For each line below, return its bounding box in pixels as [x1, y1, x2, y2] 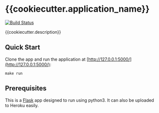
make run [5, 71, 23, 76]
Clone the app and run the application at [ [5, 56, 88, 62]
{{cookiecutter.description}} [5, 29, 61, 35]
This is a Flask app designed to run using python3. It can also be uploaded [5, 97, 154, 103]
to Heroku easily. [5, 102, 39, 108]
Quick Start [5, 43, 40, 52]
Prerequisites [5, 84, 47, 92]
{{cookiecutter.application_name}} [5, 3, 150, 15]
